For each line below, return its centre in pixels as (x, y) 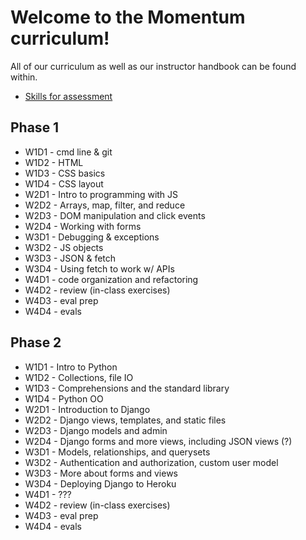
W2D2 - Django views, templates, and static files (125, 420)
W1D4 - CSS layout (64, 183)
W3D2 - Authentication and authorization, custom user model (151, 462)
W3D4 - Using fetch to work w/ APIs (99, 268)
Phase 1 (35, 127)
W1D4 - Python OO (64, 398)
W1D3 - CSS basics (65, 173)
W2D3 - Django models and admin (96, 430)
